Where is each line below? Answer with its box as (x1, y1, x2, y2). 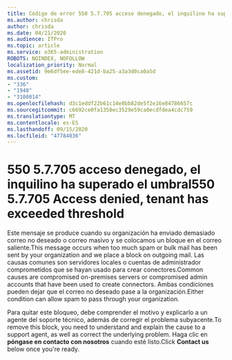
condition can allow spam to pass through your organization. (7, 295, 180, 303)
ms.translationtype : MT (7, 113, 76, 120)
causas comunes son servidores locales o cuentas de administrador (7, 258, 202, 267)
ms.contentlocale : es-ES (7, 119, 79, 126)
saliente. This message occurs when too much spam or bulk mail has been (7, 243, 217, 252)
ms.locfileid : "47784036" (7, 132, 81, 139)
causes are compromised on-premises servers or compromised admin (7, 273, 208, 281)
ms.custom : (7, 74, 39, 82)
